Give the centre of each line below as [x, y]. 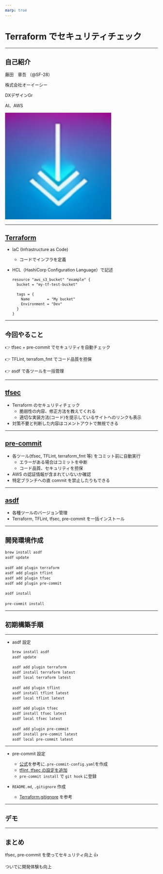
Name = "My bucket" [48, 299]
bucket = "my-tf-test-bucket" [47, 285]
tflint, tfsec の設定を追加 [43, 770]
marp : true [16, 10]
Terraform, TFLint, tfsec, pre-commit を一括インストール [68, 519]
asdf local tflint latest [38, 698]
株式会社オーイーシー [26, 85]
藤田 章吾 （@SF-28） [29, 75]
